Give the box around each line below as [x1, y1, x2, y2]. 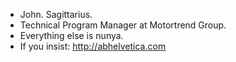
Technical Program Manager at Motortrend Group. [19, 19, 227, 31]
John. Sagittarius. [19, 9, 93, 20]
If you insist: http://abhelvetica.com [19, 40, 167, 52]
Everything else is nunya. [19, 30, 124, 41]
